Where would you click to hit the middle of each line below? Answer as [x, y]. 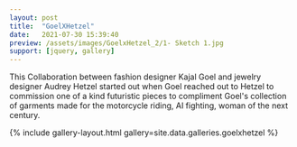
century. [25, 115]
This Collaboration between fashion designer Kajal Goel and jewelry [135, 77]
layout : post [34, 18]
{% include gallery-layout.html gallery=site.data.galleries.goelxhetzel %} [144, 133]
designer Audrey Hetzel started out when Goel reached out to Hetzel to [142, 87]
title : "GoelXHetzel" [52, 26]
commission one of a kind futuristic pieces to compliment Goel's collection [148, 96]
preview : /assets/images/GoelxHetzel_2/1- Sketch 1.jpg [116, 43]
